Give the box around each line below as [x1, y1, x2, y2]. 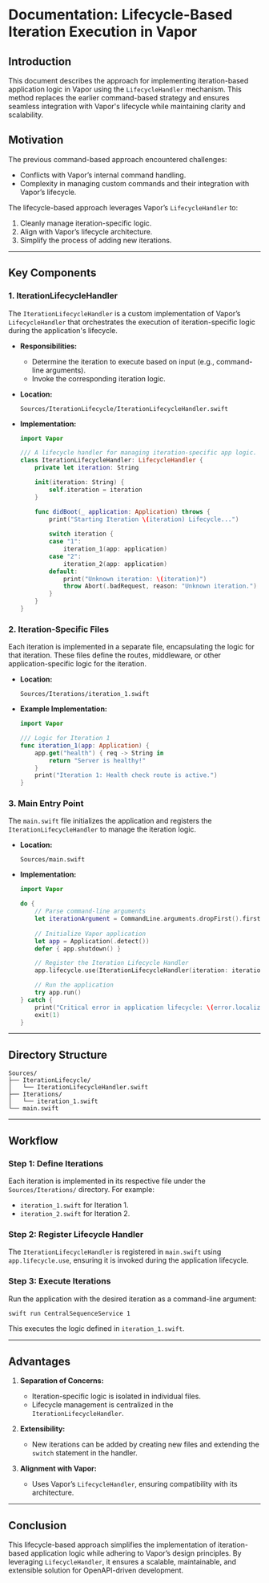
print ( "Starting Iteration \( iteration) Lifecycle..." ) [49, 515, 239, 523]
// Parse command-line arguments [34, 907, 147, 916]
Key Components [8, 267, 97, 280]
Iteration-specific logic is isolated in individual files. [31, 1391, 202, 1402]
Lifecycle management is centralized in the [31, 1400, 174, 1410]
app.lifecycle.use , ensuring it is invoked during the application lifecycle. [8, 1255, 249, 1265]
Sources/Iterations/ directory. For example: [8, 1184, 155, 1194]
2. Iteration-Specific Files [8, 624, 110, 635]
